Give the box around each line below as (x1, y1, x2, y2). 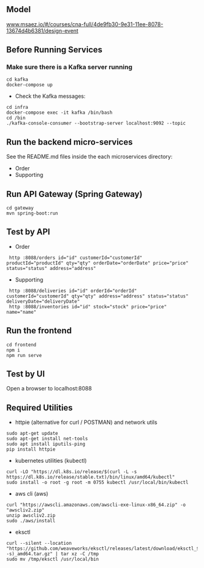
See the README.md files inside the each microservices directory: (6, 153, 173, 161)
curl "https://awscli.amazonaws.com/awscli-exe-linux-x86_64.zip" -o (6, 502, 186, 508)
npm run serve (6, 352, 42, 358)
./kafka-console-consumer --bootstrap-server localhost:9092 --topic (6, 120, 186, 126)
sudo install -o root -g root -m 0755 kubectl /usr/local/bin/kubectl (6, 479, 189, 486)
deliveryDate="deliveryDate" (6, 298, 80, 305)
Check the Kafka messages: (15, 92, 86, 100)
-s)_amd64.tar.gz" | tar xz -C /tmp (6, 551, 99, 557)
